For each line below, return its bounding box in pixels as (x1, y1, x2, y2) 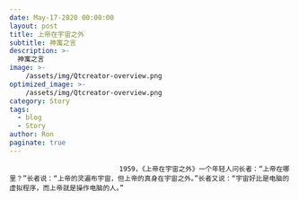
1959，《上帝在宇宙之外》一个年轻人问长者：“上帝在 (119, 164, 284, 173)
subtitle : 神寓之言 (9, 38, 77, 48)
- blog (17, 113, 42, 122)
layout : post (9, 22, 58, 30)
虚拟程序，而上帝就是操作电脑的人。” (9, 183, 124, 193)
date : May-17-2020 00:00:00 (9, 13, 115, 22)
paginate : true (9, 138, 66, 147)
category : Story (9, 96, 70, 106)
